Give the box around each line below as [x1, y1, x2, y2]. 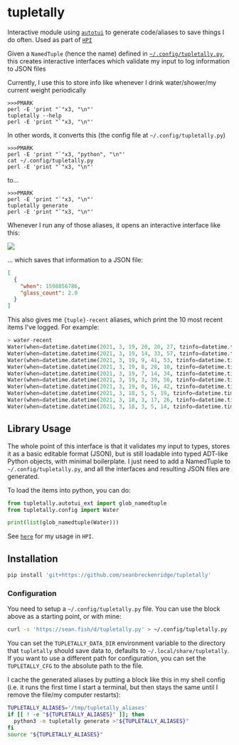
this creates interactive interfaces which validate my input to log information [7, 56, 230, 65]
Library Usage [7, 423, 71, 435]
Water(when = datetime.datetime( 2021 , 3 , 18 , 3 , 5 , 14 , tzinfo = [7, 403, 196, 410]
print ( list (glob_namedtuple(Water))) [7, 519, 119, 526]
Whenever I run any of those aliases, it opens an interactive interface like [7, 220, 221, 229]
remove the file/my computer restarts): [7, 691, 121, 699]
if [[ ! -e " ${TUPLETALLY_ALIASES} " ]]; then [7, 711, 144, 718]
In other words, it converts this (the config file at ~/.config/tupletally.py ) [7, 130, 226, 139]
